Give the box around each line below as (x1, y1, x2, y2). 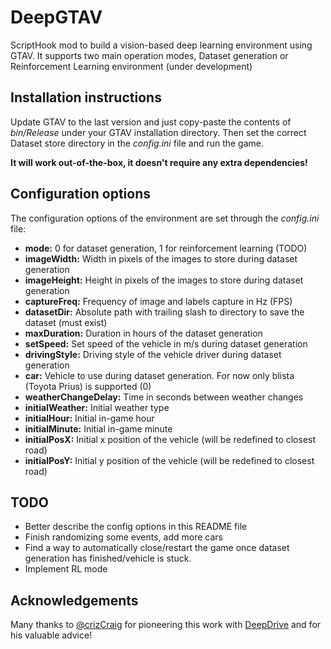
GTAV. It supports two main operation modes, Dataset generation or (10, 49, 289, 61)
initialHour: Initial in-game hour (24, 412, 155, 424)
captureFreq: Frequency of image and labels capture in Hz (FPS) (24, 295, 293, 307)
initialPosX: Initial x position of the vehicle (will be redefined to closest (24, 433, 317, 445)
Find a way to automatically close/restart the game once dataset (24, 542, 290, 554)
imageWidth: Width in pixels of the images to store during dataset (24, 252, 298, 265)
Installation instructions (10, 89, 162, 106)
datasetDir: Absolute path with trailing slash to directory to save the (24, 306, 305, 318)
